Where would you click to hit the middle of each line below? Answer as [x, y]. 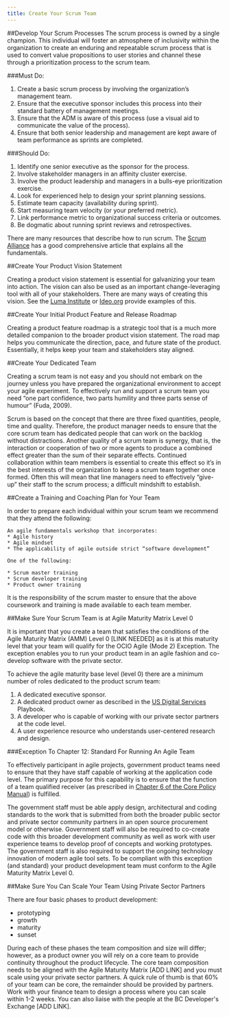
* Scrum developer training [47, 578]
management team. [44, 96]
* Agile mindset [30, 543]
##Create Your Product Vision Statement [64, 266]
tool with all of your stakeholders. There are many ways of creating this [107, 294]
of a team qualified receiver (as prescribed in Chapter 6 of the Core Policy [111, 786]
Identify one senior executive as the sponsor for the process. [103, 166]
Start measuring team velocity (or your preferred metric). [97, 210]
